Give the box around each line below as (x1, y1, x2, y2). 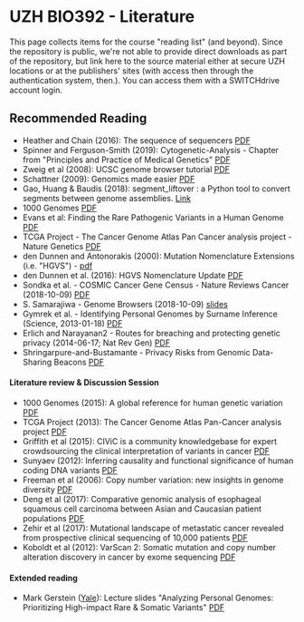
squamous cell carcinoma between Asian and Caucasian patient (22, 503, 262, 514)
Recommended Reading (9, 111, 147, 126)
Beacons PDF (53, 356, 105, 367)
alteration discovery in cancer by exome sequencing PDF (22, 551, 236, 562)
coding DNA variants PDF (22, 464, 118, 475)
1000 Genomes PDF (22, 202, 98, 213)
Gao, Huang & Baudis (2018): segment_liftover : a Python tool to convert (22, 183, 291, 194)
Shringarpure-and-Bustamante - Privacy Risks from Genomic (22, 346, 251, 357)
